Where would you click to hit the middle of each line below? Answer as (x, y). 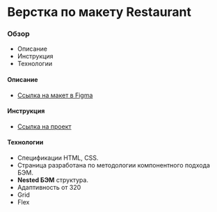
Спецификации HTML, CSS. (58, 158)
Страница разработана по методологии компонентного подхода (114, 165)
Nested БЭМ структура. (53, 180)
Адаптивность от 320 (49, 188)
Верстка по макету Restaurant (99, 12)
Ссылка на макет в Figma (55, 95)
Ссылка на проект (44, 127)
